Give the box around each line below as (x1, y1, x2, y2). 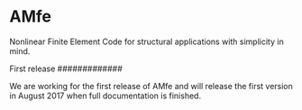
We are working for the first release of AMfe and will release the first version (9, 80, 293, 91)
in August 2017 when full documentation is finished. (9, 90, 201, 101)
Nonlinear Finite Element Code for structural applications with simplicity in (9, 36, 284, 47)
